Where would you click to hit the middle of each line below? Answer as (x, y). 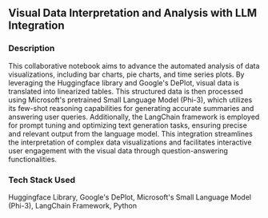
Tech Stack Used (42, 180)
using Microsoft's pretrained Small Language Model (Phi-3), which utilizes (130, 100)
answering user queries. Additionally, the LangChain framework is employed (134, 117)
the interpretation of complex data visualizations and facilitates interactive (130, 142)
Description (32, 49)
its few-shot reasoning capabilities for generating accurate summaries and (131, 108)
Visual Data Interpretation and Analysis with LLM (133, 13)
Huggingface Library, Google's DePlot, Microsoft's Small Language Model (130, 197)
